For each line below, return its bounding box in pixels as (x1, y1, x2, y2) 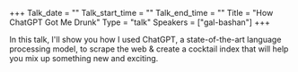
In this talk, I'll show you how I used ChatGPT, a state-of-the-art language (9, 35, 282, 44)
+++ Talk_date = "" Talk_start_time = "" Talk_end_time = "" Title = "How (9, 8, 274, 18)
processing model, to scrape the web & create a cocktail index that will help (9, 44, 289, 54)
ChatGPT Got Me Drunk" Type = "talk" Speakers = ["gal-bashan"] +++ (9, 17, 271, 28)
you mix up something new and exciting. (9, 53, 159, 63)
